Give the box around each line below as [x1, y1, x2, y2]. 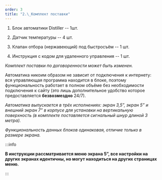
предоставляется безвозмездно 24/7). [5, 93, 86, 98]
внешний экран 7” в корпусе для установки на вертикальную [5, 107, 133, 113]
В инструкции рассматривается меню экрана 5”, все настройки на [5, 151, 148, 157]
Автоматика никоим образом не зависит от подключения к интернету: [5, 72, 151, 78]
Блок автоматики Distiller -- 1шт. [12, 25, 78, 31]
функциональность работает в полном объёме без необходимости [5, 82, 144, 88]
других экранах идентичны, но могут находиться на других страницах [5, 156, 157, 162]
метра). [5, 117, 21, 123]
